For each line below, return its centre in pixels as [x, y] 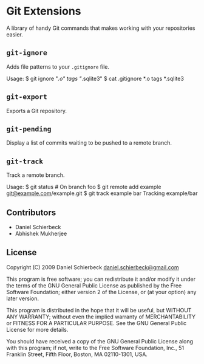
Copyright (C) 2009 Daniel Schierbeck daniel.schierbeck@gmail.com [93, 267]
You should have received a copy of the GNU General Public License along [100, 341]
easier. [15, 34]
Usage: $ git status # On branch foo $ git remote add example [84, 187]
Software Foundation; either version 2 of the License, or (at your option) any [101, 292]
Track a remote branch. [36, 175]
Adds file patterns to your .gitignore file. [58, 67]
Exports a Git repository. [36, 111]
